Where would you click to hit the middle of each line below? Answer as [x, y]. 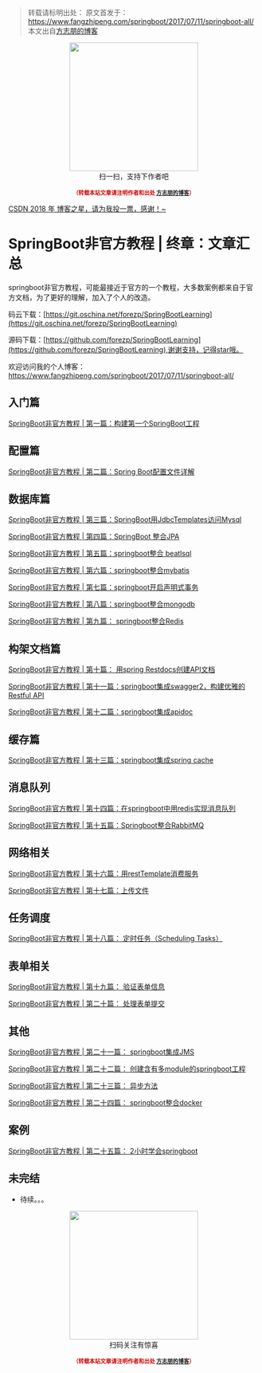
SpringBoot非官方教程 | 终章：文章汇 [129, 244]
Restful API [26, 696]
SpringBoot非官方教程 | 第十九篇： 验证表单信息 [87, 987]
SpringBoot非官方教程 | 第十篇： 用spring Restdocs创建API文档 [112, 669]
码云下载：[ [27, 314]
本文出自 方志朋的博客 [63, 31]
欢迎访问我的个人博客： [47, 367]
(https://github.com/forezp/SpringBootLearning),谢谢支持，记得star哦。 [126, 349]
